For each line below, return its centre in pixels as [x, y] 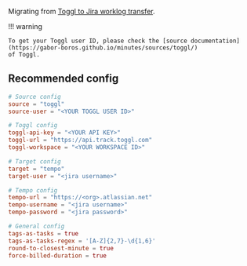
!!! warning [25, 26]
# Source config [35, 97]
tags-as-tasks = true [44, 233]
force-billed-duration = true [58, 255]
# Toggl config [33, 126]
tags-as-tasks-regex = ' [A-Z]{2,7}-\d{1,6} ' [82, 241]
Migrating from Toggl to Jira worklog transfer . [82, 11]
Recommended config [64, 79]
